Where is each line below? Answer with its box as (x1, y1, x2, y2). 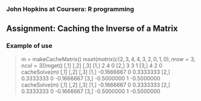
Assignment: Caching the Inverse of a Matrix (6, 24, 178, 34)
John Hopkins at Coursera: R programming (6, 5, 135, 13)
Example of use (6, 42, 53, 50)
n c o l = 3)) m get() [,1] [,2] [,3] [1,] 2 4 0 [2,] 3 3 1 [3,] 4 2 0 (21, 62, 163, 69)
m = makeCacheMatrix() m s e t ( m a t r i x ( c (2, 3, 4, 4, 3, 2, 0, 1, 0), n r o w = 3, (21, 55, 196, 62)
